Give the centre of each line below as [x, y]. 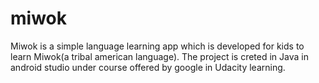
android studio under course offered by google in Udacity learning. [148, 67]
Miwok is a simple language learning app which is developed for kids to [157, 46]
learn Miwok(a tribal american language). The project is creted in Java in [159, 56]
